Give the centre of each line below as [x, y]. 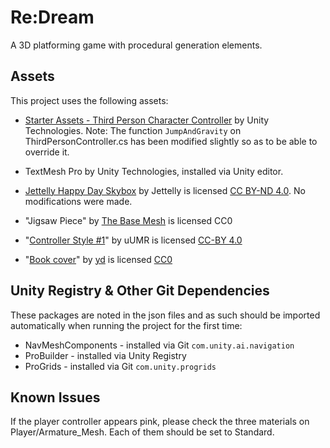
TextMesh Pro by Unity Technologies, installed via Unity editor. [154, 171]
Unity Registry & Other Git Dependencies [140, 291]
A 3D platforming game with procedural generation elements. [136, 45]
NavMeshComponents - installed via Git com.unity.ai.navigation [159, 345]
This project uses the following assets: [89, 100]
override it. [47, 152]
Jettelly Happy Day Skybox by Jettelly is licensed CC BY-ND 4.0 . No [165, 190]
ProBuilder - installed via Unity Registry [105, 355]
